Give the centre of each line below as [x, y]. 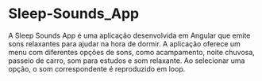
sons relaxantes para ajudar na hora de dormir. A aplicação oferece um [124, 43]
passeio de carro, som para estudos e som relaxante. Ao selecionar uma [127, 61]
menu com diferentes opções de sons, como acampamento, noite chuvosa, [132, 52]
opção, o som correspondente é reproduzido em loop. [97, 68]
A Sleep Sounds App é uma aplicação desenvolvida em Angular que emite [129, 35]
